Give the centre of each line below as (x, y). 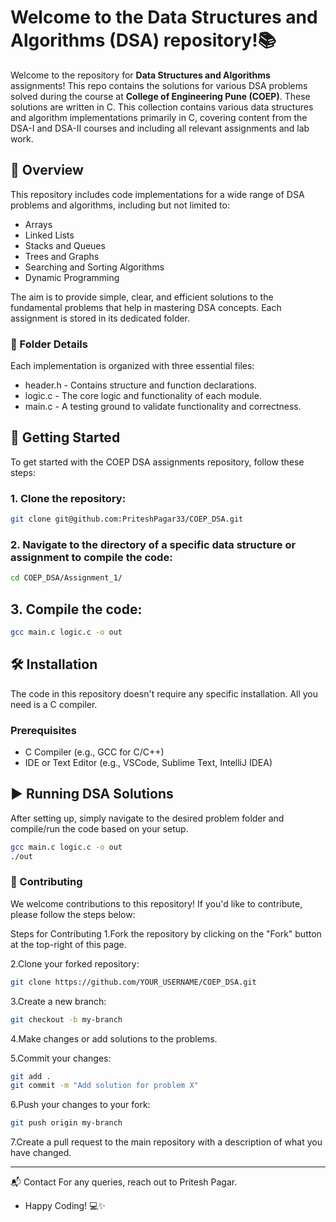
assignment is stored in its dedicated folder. (100, 318)
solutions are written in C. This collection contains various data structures (162, 107)
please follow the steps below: (73, 914)
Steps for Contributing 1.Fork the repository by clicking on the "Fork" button (166, 933)
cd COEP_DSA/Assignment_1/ (66, 578)
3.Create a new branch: (58, 1001)
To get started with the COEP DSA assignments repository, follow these (157, 462)
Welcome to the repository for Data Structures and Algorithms (140, 75)
